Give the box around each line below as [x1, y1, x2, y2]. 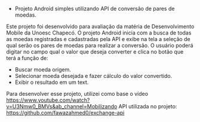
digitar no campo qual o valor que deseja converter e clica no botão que [6, 48, 184, 55]
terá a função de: [6, 55, 49, 61]
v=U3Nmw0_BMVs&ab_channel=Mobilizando [6, 103, 118, 110]
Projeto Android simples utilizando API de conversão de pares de [14, 5, 175, 12]
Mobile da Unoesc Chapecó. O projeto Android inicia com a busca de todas [6, 29, 192, 36]
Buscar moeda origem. [14, 66, 72, 73]
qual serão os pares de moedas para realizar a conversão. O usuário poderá [6, 42, 193, 49]
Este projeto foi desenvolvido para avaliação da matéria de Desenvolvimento [6, 23, 195, 30]
